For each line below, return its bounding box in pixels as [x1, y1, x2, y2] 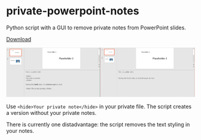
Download [6, 35, 32, 42]
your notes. [6, 127, 35, 135]
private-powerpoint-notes [6, 4, 139, 18]
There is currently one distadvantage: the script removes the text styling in [6, 121, 190, 128]
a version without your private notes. [6, 109, 97, 117]
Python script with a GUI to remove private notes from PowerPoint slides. [6, 24, 187, 31]
